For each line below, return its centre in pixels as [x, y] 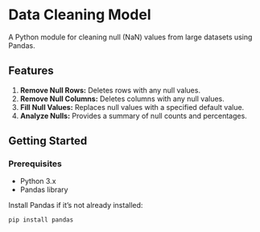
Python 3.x [38, 181]
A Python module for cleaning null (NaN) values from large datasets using [130, 37]
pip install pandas [41, 220]
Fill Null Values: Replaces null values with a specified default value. [132, 107]
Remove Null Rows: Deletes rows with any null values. [110, 90]
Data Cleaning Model [80, 15]
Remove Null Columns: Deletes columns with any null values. [122, 99]
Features [31, 71]
